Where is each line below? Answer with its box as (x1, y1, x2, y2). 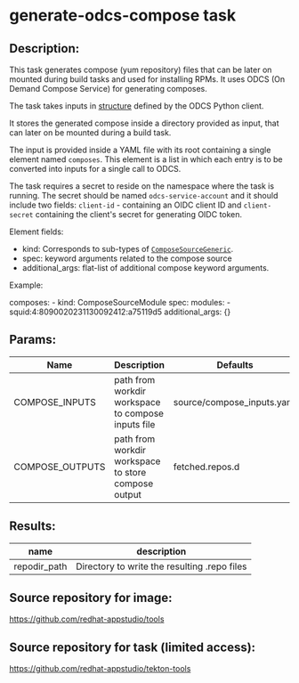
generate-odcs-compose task (9, 5, 237, 26)
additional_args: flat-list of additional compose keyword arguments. (21, 263, 270, 272)
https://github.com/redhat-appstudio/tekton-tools (9, 663, 191, 674)
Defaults (216, 358, 254, 370)
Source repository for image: (9, 590, 173, 606)
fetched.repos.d (173, 460, 240, 473)
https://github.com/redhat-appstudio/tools (9, 614, 165, 624)
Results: (9, 518, 56, 534)
